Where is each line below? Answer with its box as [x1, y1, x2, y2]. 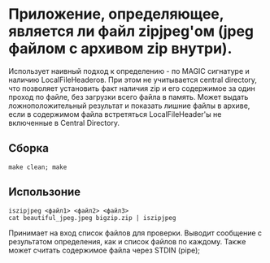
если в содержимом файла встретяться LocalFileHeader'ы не [8, 109, 222, 119]
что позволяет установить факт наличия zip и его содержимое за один [8, 83, 255, 93]
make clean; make [8, 163, 67, 171]
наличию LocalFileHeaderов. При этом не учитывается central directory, [8, 75, 258, 84]
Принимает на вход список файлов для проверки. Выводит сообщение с [8, 228, 263, 238]
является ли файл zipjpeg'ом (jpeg [8, 22, 255, 41]
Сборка [8, 141, 49, 155]
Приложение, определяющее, [8, 5, 224, 24]
